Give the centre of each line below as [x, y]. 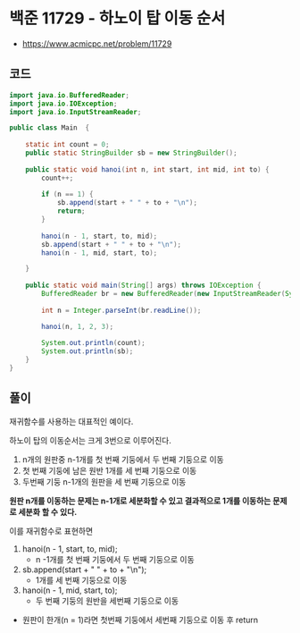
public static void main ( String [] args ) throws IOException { [143, 286]
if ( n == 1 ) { [67, 194]
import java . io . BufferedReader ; [69, 95]
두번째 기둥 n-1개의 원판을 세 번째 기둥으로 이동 [104, 481]
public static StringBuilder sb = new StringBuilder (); [132, 153]
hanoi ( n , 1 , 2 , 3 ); [78, 326]
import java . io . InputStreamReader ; [75, 112]
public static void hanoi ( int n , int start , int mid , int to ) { [147, 169]
